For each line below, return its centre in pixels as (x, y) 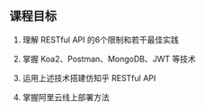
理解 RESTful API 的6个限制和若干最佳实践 (100, 40)
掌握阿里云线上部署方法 (66, 97)
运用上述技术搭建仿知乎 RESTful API (89, 78)
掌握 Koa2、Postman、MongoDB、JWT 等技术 (109, 59)
